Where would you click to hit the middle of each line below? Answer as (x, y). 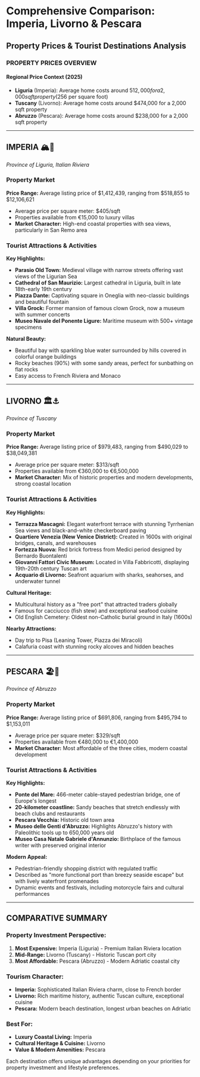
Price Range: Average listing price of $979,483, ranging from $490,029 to (97, 447)
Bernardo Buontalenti (41, 556)
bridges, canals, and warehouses (55, 543)
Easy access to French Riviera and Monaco (68, 376)
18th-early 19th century (43, 289)
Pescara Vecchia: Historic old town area (65, 819)
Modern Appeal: (27, 856)
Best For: (19, 1024)
